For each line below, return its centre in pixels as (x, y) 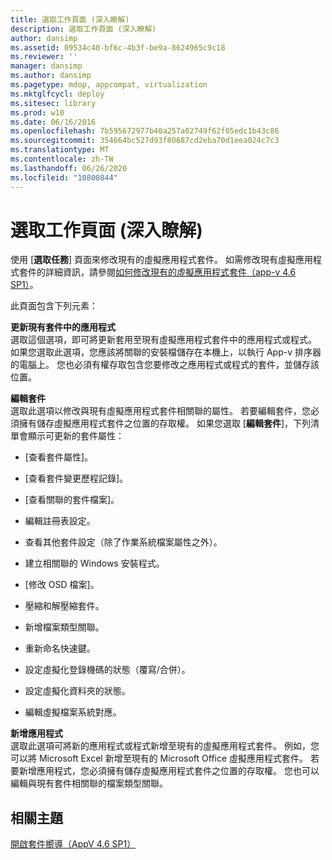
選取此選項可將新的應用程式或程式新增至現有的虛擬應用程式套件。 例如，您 (165, 746)
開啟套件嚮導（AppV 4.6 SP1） (73, 844)
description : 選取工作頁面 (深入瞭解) (83, 29)
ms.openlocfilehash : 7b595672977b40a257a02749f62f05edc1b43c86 (145, 131)
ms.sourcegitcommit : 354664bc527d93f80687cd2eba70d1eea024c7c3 (145, 141)
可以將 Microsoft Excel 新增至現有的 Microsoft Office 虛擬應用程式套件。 (159, 758)
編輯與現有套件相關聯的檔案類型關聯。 (89, 783)
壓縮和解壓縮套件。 (64, 606)
